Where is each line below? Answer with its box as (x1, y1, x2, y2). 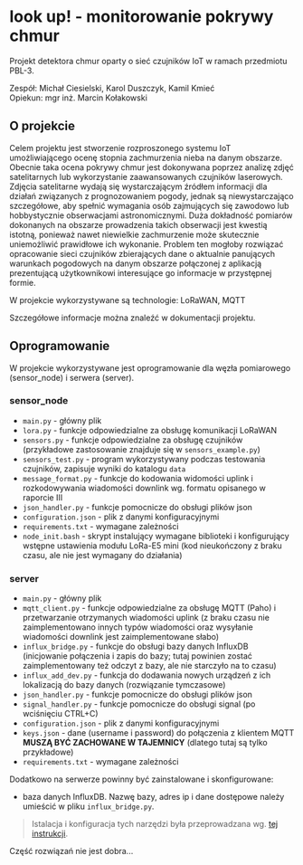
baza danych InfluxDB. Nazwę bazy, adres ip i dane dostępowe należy (22, 792, 285, 803)
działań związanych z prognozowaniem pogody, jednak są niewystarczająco (9, 190, 294, 201)
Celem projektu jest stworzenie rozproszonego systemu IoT (9, 142, 232, 153)
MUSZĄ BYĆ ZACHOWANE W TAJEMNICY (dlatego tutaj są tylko (22, 737, 269, 748)
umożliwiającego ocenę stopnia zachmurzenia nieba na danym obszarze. (9, 152, 283, 163)
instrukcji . (31, 828, 69, 839)
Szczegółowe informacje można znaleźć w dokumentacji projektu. (9, 312, 256, 323)
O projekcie (9, 119, 75, 134)
